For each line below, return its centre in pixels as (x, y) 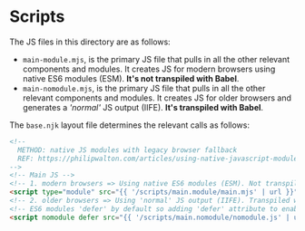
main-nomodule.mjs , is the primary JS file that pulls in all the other (144, 88)
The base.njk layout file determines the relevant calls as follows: (129, 125)
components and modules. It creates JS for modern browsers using (149, 69)
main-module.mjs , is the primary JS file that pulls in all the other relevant (156, 59)
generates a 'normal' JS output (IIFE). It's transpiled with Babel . (143, 107)
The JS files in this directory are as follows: (90, 42)
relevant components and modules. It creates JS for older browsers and (157, 98)
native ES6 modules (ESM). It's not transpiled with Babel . (131, 78)
